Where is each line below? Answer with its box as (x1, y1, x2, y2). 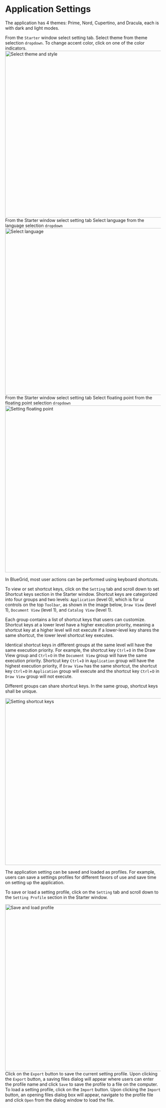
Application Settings (5, 3, 91, 15)
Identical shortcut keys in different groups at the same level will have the (5, 642, 153, 648)
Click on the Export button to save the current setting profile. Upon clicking (5, 1070, 158, 1076)
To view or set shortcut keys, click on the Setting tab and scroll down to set (5, 586, 160, 592)
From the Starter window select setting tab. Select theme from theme (5, 35, 148, 41)
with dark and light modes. (5, 25, 59, 31)
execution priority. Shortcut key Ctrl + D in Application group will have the (5, 658, 155, 664)
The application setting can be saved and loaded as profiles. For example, (5, 869, 156, 875)
